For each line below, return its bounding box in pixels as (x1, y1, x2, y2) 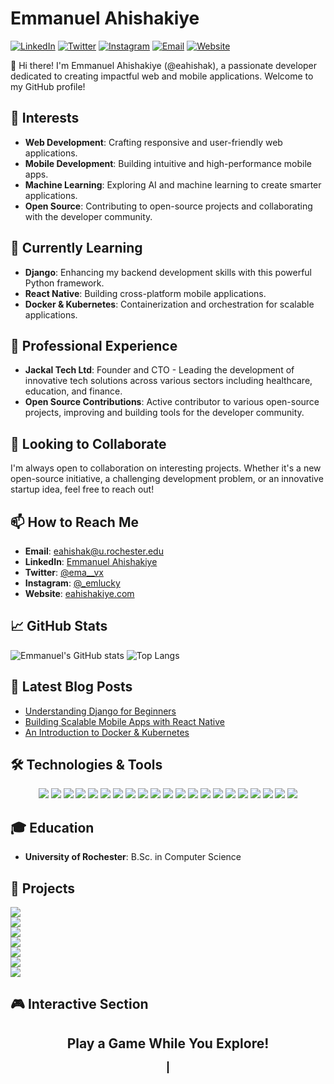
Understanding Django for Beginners (24, 705, 177, 717)
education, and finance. (24, 385, 123, 397)
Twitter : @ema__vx (24, 567, 104, 578)
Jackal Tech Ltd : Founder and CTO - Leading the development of (24, 364, 295, 376)
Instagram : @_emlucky (24, 577, 121, 589)
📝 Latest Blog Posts (10, 678, 133, 696)
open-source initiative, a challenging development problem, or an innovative (10, 473, 324, 485)
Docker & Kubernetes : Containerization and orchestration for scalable (24, 298, 315, 310)
